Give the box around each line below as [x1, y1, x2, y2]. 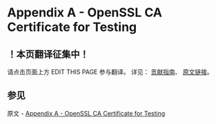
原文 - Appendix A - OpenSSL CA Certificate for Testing [7, 109, 166, 117]
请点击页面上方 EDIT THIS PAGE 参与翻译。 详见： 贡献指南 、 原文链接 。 [7, 68, 214, 76]
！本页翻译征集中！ [7, 48, 89, 60]
